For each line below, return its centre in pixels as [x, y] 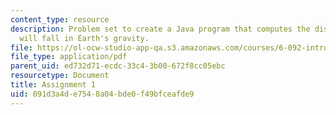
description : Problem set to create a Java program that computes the [160, 29]
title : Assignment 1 [53, 85]
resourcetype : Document [60, 76]
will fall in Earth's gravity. [84, 38]
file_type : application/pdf [69, 57]
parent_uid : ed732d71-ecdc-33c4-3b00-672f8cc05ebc [118, 66]
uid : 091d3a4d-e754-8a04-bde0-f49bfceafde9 [102, 94]
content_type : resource [60, 19]
